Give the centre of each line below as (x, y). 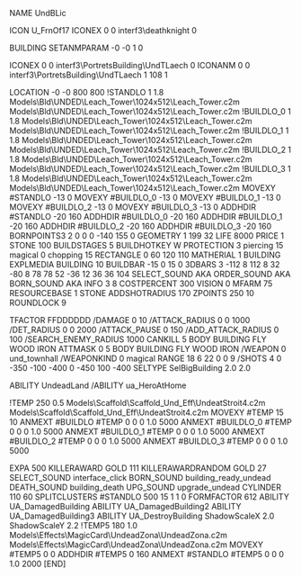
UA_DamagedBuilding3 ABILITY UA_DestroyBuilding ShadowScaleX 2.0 (142, 516)
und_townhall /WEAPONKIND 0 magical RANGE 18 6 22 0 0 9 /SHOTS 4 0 (146, 358)
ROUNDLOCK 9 (38, 302)
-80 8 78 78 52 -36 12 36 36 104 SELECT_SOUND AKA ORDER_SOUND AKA (150, 274)
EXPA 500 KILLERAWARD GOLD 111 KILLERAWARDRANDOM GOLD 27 (138, 468)
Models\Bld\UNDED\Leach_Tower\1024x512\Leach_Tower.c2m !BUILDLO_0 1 (150, 111)
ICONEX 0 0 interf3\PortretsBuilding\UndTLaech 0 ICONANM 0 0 (130, 65)
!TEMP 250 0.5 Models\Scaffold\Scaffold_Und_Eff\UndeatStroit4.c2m (137, 403)
